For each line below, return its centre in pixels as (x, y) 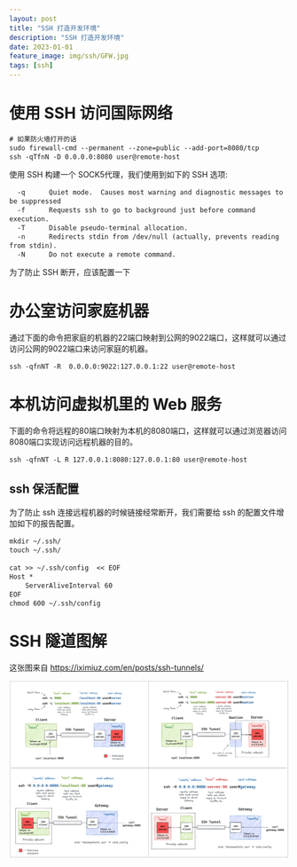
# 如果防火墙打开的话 (43, 139)
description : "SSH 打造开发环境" (67, 37)
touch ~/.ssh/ (35, 550)
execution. (29, 219)
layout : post (33, 19)
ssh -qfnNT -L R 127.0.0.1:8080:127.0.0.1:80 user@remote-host (129, 460)
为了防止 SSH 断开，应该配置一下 (70, 272)
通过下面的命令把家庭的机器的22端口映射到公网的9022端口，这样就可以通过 (148, 337)
